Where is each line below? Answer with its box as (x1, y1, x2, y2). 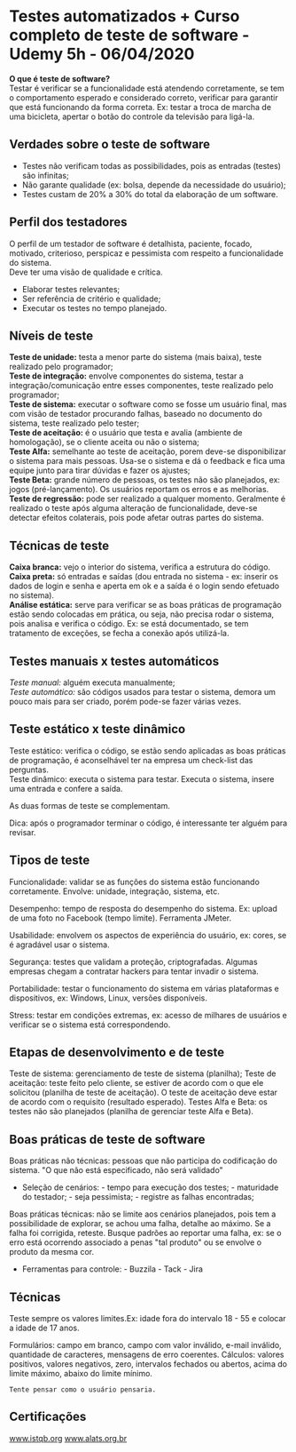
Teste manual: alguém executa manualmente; (9, 677, 175, 688)
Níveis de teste (9, 328, 94, 343)
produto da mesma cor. (9, 1247, 95, 1257)
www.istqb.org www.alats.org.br (9, 1432, 127, 1443)
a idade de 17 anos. (9, 1322, 80, 1334)
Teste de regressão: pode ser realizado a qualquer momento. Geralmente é (9, 493, 286, 504)
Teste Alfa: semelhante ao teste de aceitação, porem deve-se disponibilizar (9, 446, 286, 457)
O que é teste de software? (9, 73, 111, 84)
